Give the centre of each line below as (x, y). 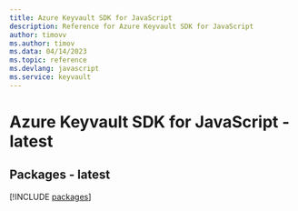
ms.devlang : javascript (55, 69)
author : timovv (38, 35)
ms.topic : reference (49, 60)
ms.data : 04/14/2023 (49, 52)
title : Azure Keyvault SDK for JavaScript (91, 18)
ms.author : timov (42, 43)
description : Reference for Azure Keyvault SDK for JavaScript (132, 26)
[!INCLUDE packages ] (50, 196)
